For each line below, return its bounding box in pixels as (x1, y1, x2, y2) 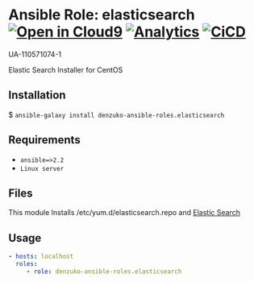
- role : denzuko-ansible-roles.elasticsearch (26, 267, 182, 276)
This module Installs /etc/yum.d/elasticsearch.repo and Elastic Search (8, 208, 240, 218)
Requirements (8, 133, 81, 147)
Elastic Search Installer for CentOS (8, 64, 123, 74)
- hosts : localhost (8, 252, 74, 261)
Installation (8, 89, 66, 102)
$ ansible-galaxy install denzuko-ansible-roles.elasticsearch (8, 110, 225, 119)
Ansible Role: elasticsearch (8, 6, 195, 24)
